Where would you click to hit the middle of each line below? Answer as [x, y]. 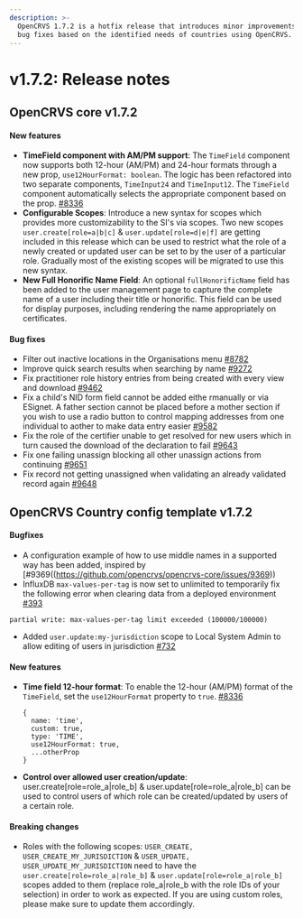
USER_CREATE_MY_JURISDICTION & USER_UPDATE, [106, 856]
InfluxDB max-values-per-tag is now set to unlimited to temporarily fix [151, 584]
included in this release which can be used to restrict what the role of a [154, 242]
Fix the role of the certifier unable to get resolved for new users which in [156, 436]
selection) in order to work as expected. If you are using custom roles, [152, 895]
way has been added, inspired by [84, 564]
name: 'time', [57, 721]
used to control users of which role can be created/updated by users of [155, 796]
